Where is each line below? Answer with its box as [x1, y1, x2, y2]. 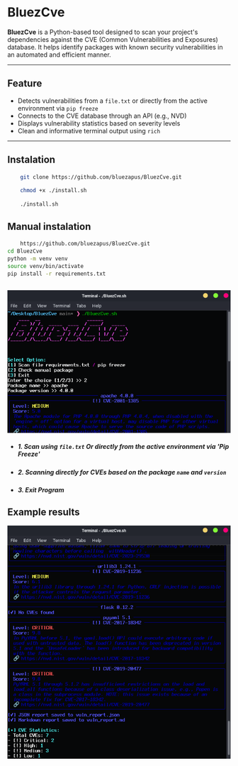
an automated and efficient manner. [7, 50, 111, 59]
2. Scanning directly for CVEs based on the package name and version [17, 467, 227, 476]
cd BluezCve [7, 248, 42, 255]
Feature [7, 77, 42, 89]
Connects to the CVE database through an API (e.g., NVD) [17, 111, 187, 120]
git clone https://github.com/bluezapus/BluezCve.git [20, 173, 182, 181]
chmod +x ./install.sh [20, 187, 87, 194]
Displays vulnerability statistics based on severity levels [17, 118, 181, 128]
